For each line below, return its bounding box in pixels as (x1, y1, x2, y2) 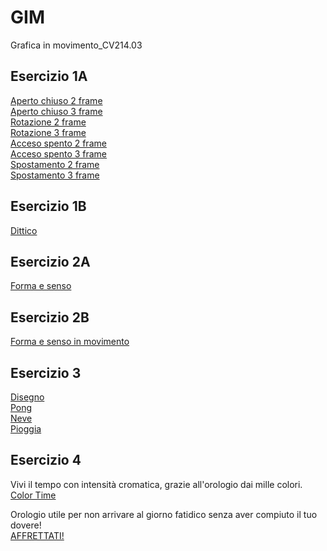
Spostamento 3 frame (10, 169, 100, 181)
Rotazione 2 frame (10, 116, 87, 128)
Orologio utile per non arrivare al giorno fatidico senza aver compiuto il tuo (10, 508, 318, 520)
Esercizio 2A (10, 253, 91, 270)
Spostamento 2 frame (10, 158, 100, 170)
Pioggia (10, 423, 42, 435)
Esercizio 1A (10, 68, 88, 85)
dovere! (10, 519, 42, 531)
